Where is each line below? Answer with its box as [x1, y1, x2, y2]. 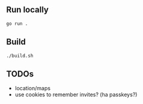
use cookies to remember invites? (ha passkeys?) [14, 91, 138, 98]
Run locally [6, 5, 49, 15]
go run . [6, 20, 28, 26]
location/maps [14, 85, 51, 92]
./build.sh [6, 53, 34, 59]
